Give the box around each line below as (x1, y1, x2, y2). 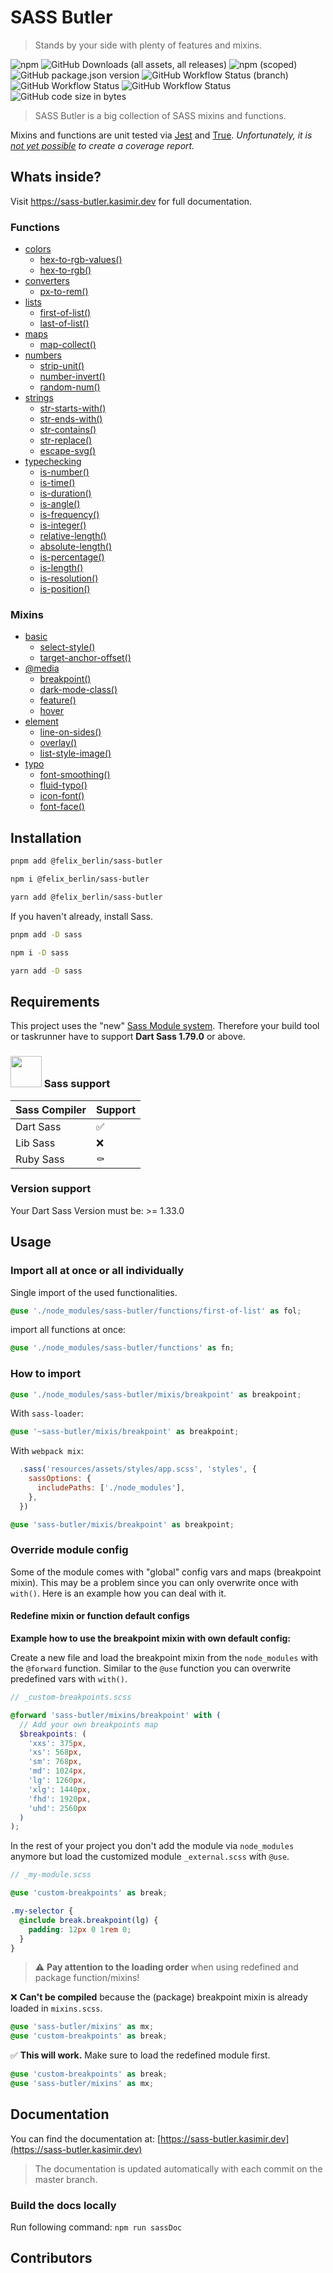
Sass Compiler (15, 1102, 87, 1116)
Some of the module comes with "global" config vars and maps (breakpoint (10, 1566, 322, 1578)
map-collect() (39, 339, 97, 351)
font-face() (39, 801, 85, 813)
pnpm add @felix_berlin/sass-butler (10, 856, 163, 866)
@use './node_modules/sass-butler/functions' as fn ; (10, 1343, 235, 1353)
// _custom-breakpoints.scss (10, 1692, 132, 1703)
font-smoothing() (39, 769, 111, 781)
